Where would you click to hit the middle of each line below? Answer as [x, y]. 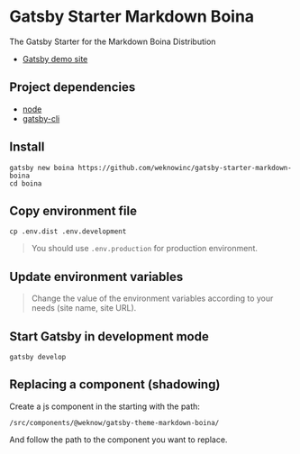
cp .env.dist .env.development [68, 232]
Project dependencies [73, 87]
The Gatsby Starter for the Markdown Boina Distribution [113, 41]
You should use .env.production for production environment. [145, 249]
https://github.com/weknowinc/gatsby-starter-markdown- [185, 168]
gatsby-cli [41, 118]
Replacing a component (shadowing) [115, 385]
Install [27, 147]
